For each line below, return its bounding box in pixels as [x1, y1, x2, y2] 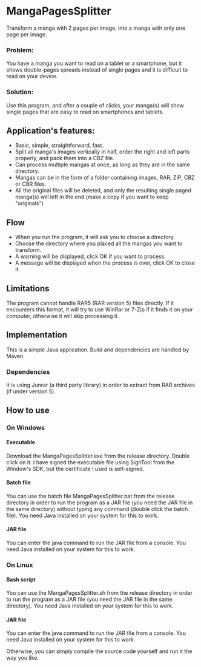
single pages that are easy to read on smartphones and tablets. [6, 108, 165, 115]
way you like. [6, 654, 39, 662]
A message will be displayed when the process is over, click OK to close [15, 259, 196, 266]
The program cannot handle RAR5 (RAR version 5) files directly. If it [6, 299, 174, 306]
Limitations [6, 283, 50, 294]
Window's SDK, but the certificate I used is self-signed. [6, 465, 144, 472]
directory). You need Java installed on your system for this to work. [6, 602, 174, 609]
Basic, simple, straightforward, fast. [15, 141, 104, 149]
